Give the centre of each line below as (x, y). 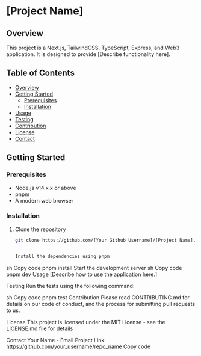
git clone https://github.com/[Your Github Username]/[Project (96, 240)
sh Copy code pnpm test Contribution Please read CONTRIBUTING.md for (98, 297)
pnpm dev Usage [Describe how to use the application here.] (82, 274)
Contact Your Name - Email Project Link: (56, 340)
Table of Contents (41, 73)
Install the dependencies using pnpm (62, 256)
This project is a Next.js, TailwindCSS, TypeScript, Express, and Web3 (93, 48)
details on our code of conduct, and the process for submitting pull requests (101, 304)
